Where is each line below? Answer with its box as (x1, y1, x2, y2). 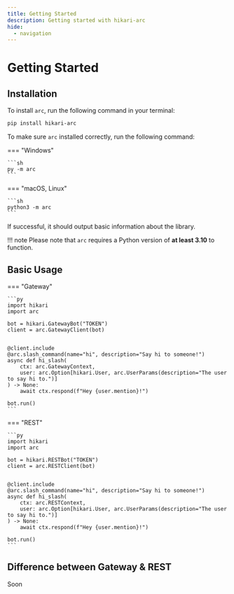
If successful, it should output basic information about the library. (7, 222, 196, 231)
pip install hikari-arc (7, 120, 77, 127)
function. (7, 243, 34, 252)
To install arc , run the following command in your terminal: (7, 106, 175, 115)
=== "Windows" (7, 146, 54, 155)
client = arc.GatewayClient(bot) (7, 326, 105, 333)
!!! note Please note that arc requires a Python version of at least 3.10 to (7, 236, 215, 244)
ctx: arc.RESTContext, (20, 499, 86, 506)
